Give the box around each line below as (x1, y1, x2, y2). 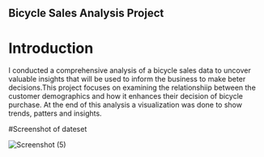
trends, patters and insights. (8, 108, 103, 118)
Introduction (8, 39, 94, 57)
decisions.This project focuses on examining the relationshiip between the (8, 83, 257, 92)
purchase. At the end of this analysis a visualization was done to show (8, 100, 243, 110)
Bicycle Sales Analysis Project (8, 6, 164, 20)
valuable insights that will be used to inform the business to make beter (8, 74, 246, 84)
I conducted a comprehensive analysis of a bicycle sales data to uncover (8, 66, 251, 75)
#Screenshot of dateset (8, 125, 87, 134)
